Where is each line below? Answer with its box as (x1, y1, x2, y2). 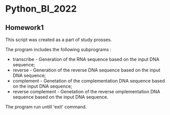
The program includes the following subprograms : (5, 47, 112, 52)
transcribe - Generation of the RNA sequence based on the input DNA (12, 56, 159, 62)
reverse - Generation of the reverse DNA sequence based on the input (12, 67, 160, 73)
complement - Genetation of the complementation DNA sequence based (12, 78, 165, 84)
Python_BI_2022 (5, 3, 77, 15)
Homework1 (5, 23, 44, 32)
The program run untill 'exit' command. (5, 104, 87, 109)
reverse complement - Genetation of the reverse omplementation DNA (12, 89, 160, 94)
